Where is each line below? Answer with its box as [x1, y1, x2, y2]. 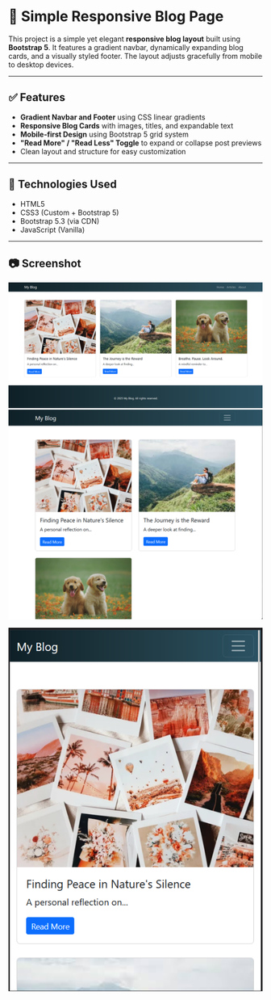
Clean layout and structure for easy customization [19, 146, 186, 156]
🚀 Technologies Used [8, 178, 117, 191]
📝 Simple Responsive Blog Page [8, 7, 224, 26]
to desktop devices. [8, 60, 74, 69]
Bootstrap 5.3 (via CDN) [19, 216, 100, 225]
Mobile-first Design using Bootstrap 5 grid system [19, 129, 190, 139]
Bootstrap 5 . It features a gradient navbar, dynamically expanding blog [8, 42, 244, 52]
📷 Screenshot [8, 256, 82, 270]
